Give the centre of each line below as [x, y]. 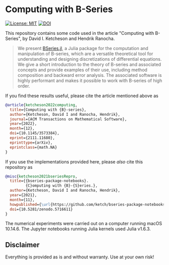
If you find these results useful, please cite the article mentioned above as [82, 96]
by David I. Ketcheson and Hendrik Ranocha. [69, 38]
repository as [19, 167]
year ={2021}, [23, 195]
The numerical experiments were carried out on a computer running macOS [84, 224]
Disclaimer [22, 245]
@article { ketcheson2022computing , [41, 105]
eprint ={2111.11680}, [32, 138]
